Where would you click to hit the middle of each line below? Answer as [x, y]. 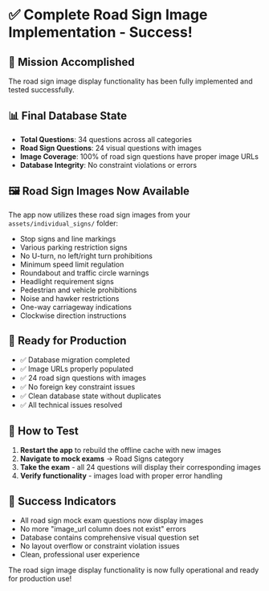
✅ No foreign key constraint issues [77, 387]
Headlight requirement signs [67, 281]
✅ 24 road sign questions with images [83, 378]
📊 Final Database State [67, 116]
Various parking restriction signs [73, 247]
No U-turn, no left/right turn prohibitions [86, 255]
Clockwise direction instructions [73, 316]
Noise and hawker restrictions [69, 298]
